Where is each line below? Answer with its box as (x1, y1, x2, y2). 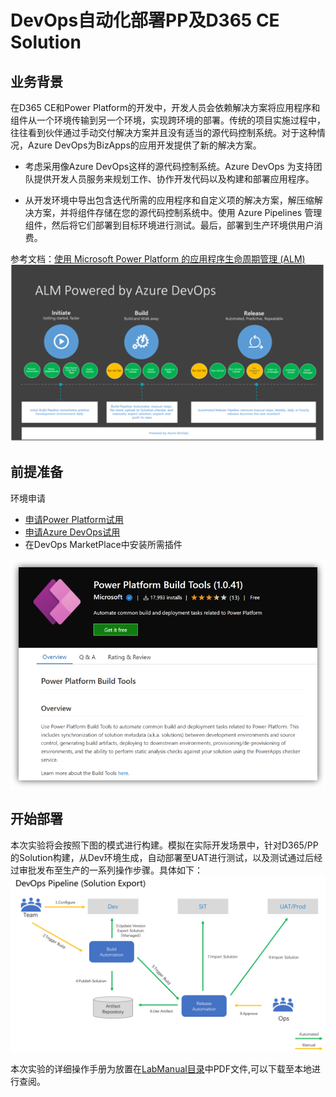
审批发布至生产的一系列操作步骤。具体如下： (18, 864, 203, 876)
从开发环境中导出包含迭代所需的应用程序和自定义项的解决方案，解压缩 (24, 194, 315, 206)
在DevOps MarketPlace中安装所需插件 (24, 538, 183, 550)
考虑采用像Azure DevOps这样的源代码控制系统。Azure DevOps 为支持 (24, 161, 314, 172)
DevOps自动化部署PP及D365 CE (10, 9, 280, 32)
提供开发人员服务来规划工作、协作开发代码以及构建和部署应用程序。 (33, 173, 315, 185)
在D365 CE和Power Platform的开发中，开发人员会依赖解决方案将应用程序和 (10, 102, 321, 113)
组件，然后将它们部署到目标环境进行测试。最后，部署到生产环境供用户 (24, 219, 315, 231)
